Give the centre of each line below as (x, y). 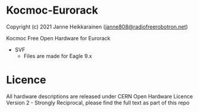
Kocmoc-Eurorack (52, 10)
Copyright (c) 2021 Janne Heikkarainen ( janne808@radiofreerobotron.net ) (97, 27)
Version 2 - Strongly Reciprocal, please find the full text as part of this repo (98, 103)
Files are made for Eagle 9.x (58, 56)
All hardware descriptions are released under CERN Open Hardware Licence (99, 96)
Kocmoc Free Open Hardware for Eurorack (59, 38)
